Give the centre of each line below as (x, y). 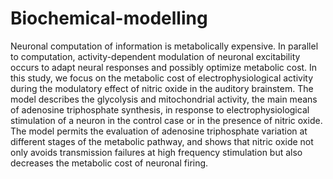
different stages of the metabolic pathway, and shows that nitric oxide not (162, 141)
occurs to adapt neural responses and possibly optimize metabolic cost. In (164, 67)
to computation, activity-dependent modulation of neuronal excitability (155, 56)
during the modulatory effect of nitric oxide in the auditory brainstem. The (162, 88)
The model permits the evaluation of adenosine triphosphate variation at (159, 131)
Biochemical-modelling (109, 18)
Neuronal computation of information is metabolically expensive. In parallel (164, 46)
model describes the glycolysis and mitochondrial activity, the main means (164, 99)
